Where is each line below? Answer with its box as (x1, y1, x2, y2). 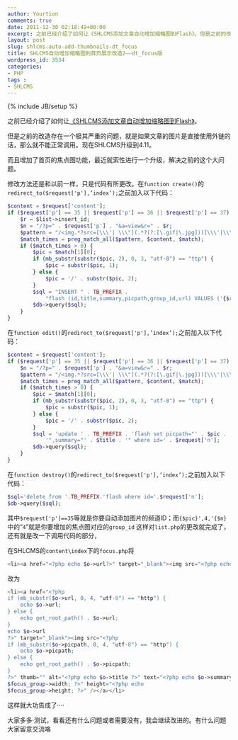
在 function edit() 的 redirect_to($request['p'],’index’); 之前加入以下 (7, 329, 216, 336)
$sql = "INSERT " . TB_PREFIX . (33, 288, 129, 295)
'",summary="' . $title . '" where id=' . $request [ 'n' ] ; (45, 437, 220, 444)
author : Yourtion (7, 10, 59, 18)
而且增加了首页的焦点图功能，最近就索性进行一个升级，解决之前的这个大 (7, 156, 218, 164)
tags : (7, 76, 27, 84)
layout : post (7, 37, 46, 44)
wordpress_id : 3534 (7, 57, 65, 64)
